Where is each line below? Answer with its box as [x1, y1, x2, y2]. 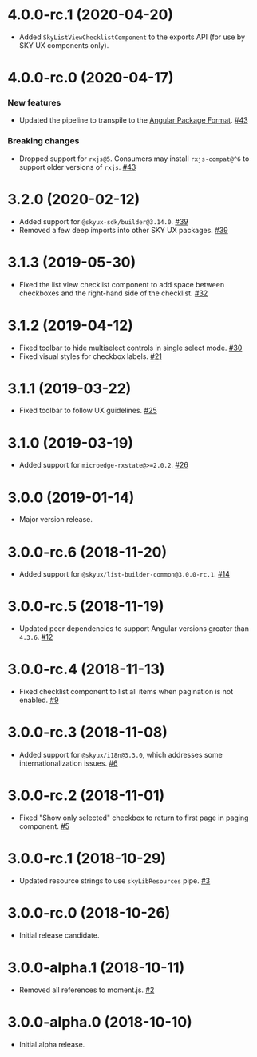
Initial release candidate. [18, 930, 100, 940]
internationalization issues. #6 [18, 758, 118, 768]
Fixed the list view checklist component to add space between [18, 279, 225, 289]
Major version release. [18, 515, 93, 524]
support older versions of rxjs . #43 [18, 162, 136, 171]
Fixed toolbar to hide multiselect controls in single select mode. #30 [18, 343, 243, 352]
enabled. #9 [18, 695, 59, 705]
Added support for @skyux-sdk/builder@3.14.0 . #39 [18, 216, 189, 226]
